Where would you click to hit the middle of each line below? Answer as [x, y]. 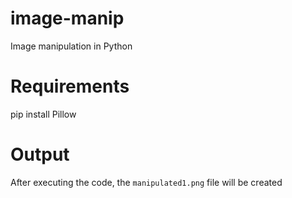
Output [40, 154]
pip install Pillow [43, 114]
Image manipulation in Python [71, 46]
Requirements [70, 86]
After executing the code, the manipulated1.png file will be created [146, 182]
